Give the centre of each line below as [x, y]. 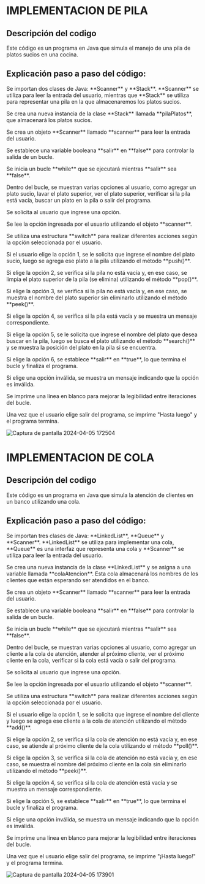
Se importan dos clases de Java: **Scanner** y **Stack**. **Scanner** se [102, 88]
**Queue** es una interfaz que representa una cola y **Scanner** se [95, 548]
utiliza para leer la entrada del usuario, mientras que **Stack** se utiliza [98, 95]
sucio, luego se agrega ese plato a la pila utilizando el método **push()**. [99, 261]
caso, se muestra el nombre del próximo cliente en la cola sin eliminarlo [96, 764]
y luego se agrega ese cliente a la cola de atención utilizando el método [96, 721]
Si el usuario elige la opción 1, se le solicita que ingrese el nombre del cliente [103, 714]
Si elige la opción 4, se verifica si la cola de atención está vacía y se [92, 782]
